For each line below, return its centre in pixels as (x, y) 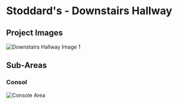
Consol (17, 82)
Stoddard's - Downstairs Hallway (89, 11)
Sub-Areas (27, 65)
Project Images (35, 33)
